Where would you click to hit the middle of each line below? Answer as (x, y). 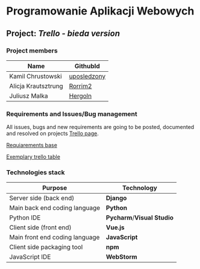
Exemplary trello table (33, 157)
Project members (32, 51)
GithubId (87, 66)
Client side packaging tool (46, 247)
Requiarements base (32, 145)
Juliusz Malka (29, 96)
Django (116, 198)
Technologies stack (36, 172)
